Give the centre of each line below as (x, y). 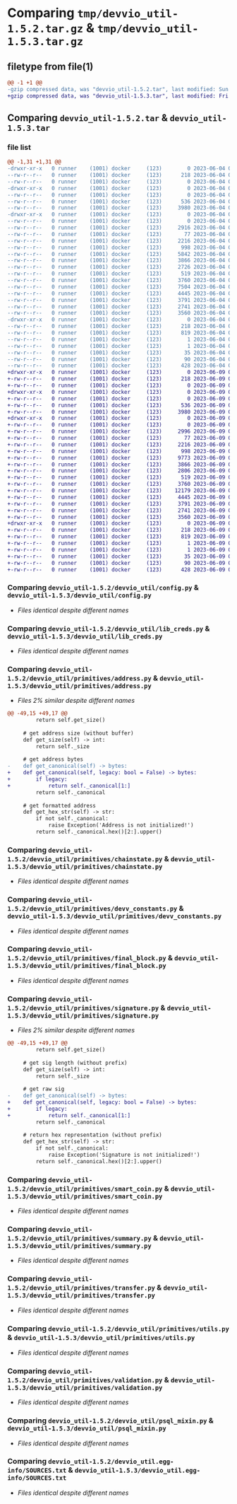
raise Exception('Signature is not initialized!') (124, 1155)
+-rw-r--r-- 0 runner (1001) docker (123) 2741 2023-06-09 (116, 511)
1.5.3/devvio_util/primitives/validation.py (85, 1388)
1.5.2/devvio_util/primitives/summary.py (79, 1238)
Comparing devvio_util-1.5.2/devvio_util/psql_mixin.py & (110, 1421)
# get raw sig (44, 1089)
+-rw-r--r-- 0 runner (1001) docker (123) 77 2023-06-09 (116, 438)
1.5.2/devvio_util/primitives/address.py (79, 678)
